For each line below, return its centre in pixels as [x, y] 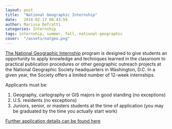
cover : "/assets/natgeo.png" [38, 39]
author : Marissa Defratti [33, 24]
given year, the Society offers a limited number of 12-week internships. [80, 75]
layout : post [19, 10]
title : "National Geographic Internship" [51, 15]
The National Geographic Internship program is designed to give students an [86, 53]
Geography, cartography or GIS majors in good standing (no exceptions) [89, 95]
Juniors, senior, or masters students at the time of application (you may [88, 105]
